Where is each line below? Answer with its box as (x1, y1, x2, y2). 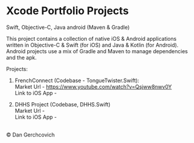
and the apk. (6, 54, 37, 61)
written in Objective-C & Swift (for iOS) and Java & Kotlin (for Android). (6, 41, 179, 48)
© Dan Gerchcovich (6, 131, 55, 138)
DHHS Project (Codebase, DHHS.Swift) (14, 100, 111, 108)
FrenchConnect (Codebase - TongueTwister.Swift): (14, 77, 139, 84)
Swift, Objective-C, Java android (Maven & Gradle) (6, 24, 130, 31)
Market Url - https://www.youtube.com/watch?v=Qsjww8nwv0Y (14, 83, 172, 90)
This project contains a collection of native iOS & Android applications (6, 35, 177, 42)
